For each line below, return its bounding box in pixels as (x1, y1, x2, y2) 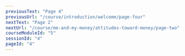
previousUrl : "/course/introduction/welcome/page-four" (5, 14, 146, 20)
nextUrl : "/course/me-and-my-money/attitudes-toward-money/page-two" (5, 24, 180, 31)
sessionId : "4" (5, 36, 43, 41)
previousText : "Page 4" (5, 8, 64, 15)
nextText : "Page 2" (5, 19, 54, 25)
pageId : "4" (5, 41, 35, 47)
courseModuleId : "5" (5, 30, 57, 36)
